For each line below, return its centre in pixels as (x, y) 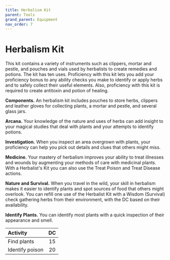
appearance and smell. (29, 220)
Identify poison (26, 250)
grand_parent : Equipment (31, 19)
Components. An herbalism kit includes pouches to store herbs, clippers (81, 100)
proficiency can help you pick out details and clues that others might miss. (83, 147)
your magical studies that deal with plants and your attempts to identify (79, 127)
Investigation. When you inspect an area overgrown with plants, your (78, 142)
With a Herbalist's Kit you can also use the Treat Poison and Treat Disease (83, 168)
